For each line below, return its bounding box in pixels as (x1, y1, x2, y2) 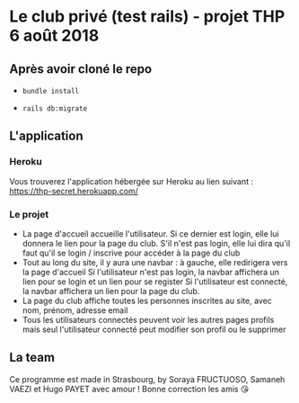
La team (9, 350, 56, 365)
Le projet (9, 208, 49, 220)
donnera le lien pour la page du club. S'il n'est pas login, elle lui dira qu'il (22, 237, 291, 248)
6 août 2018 (9, 25, 100, 46)
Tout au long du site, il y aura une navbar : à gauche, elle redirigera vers (22, 256, 288, 267)
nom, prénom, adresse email (22, 304, 128, 316)
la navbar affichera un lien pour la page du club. (22, 285, 200, 296)
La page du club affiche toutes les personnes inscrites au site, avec (22, 295, 272, 306)
